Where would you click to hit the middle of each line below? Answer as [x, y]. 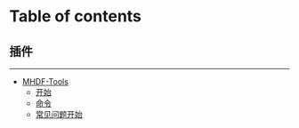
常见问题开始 [59, 114]
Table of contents [76, 16]
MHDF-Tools [45, 81]
